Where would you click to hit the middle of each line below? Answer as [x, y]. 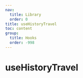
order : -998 [22, 43]
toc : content [19, 29]
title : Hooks [23, 38]
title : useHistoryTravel [31, 24]
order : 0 [19, 19]
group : [12, 33]
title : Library [25, 15]
